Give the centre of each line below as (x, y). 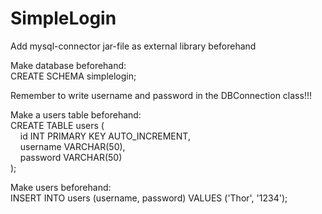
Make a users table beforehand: (76, 114)
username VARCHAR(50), (72, 146)
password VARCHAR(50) (71, 157)
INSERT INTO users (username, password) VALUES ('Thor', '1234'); (149, 198)
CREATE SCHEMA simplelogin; (73, 76)
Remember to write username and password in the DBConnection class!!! (161, 95)
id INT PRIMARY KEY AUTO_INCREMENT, (105, 136)
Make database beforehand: (68, 65)
